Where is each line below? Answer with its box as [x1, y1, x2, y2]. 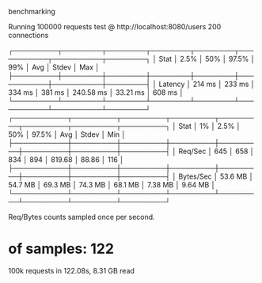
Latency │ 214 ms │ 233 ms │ [158, 79, 256, 89]
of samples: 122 [8, 240, 115, 258]
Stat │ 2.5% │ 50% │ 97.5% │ [158, 55, 256, 63]
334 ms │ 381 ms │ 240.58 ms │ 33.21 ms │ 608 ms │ [8, 88, 184, 97]
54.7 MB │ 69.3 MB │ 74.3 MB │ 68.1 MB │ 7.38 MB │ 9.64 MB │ [8, 180, 216, 189]
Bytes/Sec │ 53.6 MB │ [177, 172, 254, 181]
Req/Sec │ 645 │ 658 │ [177, 146, 255, 156]
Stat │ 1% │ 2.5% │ [177, 122, 241, 130]
